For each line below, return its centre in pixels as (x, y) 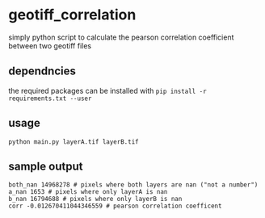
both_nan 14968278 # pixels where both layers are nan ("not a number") (133, 185)
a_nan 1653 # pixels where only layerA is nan (88, 192)
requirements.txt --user (50, 99)
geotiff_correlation (72, 15)
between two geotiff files (50, 45)
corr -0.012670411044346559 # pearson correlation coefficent (115, 206)
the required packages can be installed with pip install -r (108, 90)
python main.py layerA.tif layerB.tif (74, 142)
